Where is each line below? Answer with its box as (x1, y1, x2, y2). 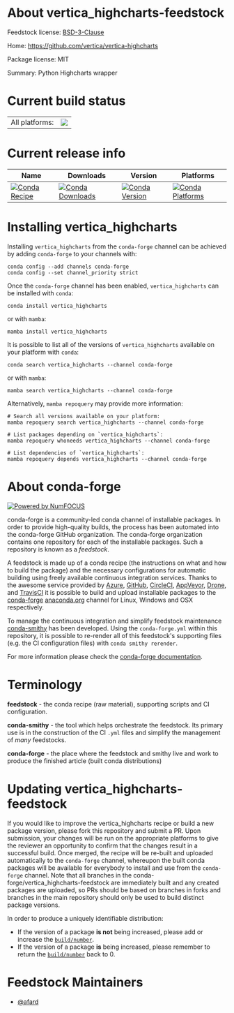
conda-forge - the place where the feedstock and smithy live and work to (7, 749, 219, 757)
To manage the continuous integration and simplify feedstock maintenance (7, 616, 222, 625)
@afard (17, 997, 39, 1006)
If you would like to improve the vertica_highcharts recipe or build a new (7, 819, 214, 827)
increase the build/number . (17, 935, 95, 943)
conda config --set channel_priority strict (7, 269, 139, 276)
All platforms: (10, 117, 54, 127)
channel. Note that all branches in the (24, 871, 132, 879)
